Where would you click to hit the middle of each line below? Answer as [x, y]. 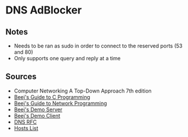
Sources [21, 77]
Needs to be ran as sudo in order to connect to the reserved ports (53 [98, 46]
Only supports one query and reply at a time [67, 58]
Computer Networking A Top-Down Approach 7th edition [83, 91]
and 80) [23, 52]
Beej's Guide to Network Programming [60, 103]
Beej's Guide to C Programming [52, 97]
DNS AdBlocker [44, 10]
